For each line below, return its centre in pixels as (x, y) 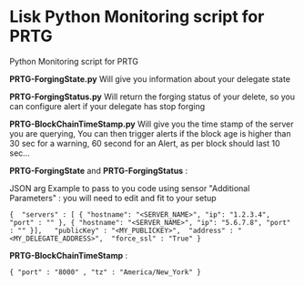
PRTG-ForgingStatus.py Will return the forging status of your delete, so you (152, 97)
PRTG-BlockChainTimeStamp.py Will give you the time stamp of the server (152, 124)
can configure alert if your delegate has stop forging (107, 106)
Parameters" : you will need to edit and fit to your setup (113, 198)
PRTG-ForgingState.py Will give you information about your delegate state (150, 78)
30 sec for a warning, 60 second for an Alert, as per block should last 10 (145, 143)
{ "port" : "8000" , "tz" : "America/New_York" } (106, 272)
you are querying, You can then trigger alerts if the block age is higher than (150, 133)
